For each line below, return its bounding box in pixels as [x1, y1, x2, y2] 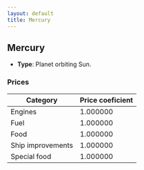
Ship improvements [10, 140, 74, 150]
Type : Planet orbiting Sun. [17, 60, 92, 69]
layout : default [7, 10, 54, 17]
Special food [10, 151, 52, 161]
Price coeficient [79, 95, 133, 105]
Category [26, 95, 58, 105]
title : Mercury [7, 17, 51, 23]
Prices [7, 77, 30, 87]
